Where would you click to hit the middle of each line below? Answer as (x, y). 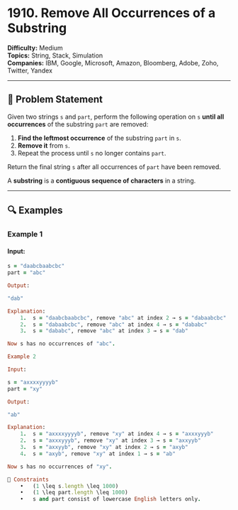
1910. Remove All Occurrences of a (112, 13)
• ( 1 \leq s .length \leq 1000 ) (69, 486)
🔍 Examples (35, 211)
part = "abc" (27, 273)
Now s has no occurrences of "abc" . (61, 344)
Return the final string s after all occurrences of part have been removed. (114, 167)
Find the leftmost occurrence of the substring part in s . (100, 138)
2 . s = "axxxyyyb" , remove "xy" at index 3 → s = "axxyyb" (110, 441)
